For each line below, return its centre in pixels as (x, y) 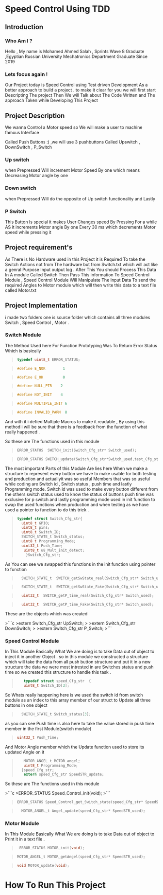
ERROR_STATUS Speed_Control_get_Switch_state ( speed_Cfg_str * (80, 802)
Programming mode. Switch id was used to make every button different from (81, 489)
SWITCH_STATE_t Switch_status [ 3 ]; (56, 714)
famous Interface (22, 132)
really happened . (23, 432)
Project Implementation (41, 306)
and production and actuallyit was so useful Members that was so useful (78, 479)
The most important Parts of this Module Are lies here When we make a (76, 468)
